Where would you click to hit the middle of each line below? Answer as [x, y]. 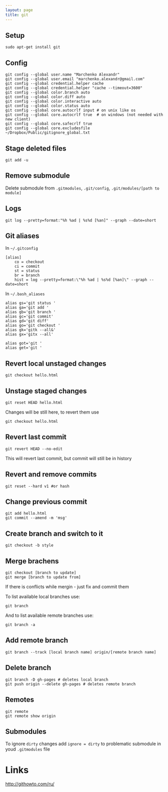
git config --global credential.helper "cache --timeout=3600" [74, 88]
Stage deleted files [36, 148]
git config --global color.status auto [48, 106]
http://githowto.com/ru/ [30, 784]
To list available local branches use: [43, 597]
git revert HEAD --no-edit [34, 449]
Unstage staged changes [46, 391]
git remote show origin [31, 716]
